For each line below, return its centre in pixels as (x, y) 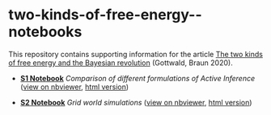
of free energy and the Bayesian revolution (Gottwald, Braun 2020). (121, 63)
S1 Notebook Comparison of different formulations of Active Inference (138, 78)
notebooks (45, 32)
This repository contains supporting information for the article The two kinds (135, 54)
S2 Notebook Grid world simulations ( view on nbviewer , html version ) (136, 102)
